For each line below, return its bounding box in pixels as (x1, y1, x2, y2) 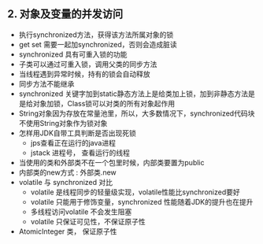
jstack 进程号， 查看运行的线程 (30, 148, 131, 157)
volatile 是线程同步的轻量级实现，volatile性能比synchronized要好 (30, 187, 241, 197)
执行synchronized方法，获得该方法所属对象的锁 (18, 30, 174, 39)
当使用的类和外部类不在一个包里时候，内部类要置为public (18, 157, 205, 167)
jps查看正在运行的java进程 (30, 138, 116, 147)
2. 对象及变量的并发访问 (7, 7, 124, 21)
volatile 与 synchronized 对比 (18, 177, 113, 187)
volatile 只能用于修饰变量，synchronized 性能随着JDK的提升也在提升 (30, 197, 254, 206)
